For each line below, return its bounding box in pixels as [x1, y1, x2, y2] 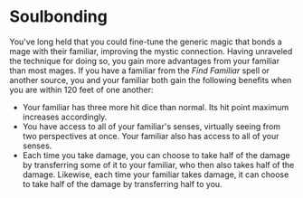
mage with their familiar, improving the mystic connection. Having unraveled [9, 45, 293, 56]
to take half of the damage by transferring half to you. [22, 178, 223, 189]
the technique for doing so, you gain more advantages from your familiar [9, 55, 280, 66]
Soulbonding [9, 6, 109, 27]
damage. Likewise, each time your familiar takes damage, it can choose [22, 169, 289, 180]
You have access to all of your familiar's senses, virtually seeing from [22, 120, 281, 132]
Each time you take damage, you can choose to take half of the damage [22, 149, 291, 160]
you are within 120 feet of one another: [9, 84, 154, 95]
